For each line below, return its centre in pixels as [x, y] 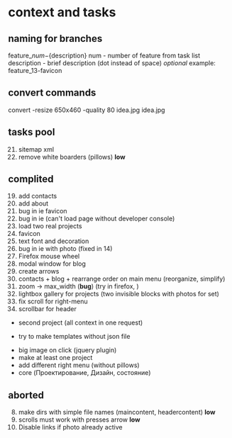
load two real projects [50, 226]
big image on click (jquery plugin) [67, 350]
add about [33, 203]
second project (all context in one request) [81, 322]
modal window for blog [52, 264]
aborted [26, 395]
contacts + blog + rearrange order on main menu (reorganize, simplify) [122, 279]
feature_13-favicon [35, 71]
